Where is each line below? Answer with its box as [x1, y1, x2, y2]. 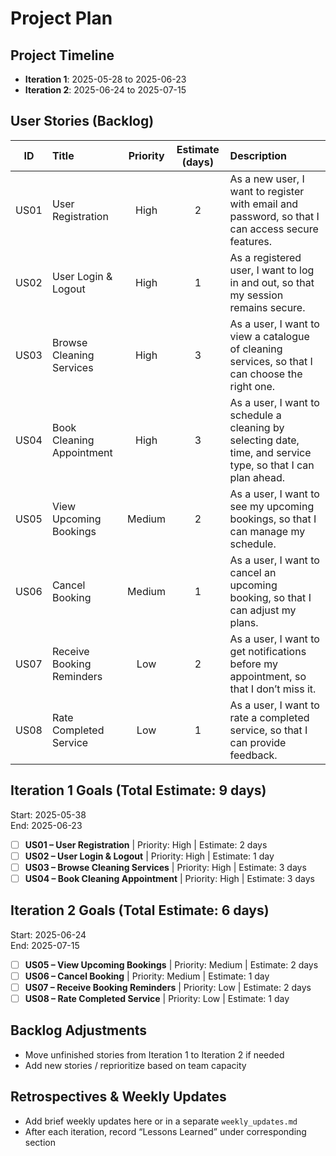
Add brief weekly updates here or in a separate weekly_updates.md [24, 1115, 298, 1127]
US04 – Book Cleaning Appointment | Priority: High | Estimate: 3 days [24, 872, 315, 884]
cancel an [229, 565, 277, 579]
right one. [229, 379, 276, 393]
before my [229, 657, 278, 671]
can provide [229, 735, 287, 749]
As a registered [229, 250, 302, 264]
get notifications [229, 644, 307, 658]
